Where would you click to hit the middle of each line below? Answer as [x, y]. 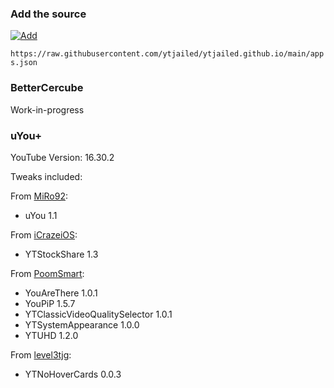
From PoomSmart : [47, 273]
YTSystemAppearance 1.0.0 [82, 324]
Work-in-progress [47, 109]
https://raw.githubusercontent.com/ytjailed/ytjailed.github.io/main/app [167, 54]
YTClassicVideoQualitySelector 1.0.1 [98, 314]
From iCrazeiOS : [44, 234]
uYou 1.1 [41, 215]
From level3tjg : [41, 354]
